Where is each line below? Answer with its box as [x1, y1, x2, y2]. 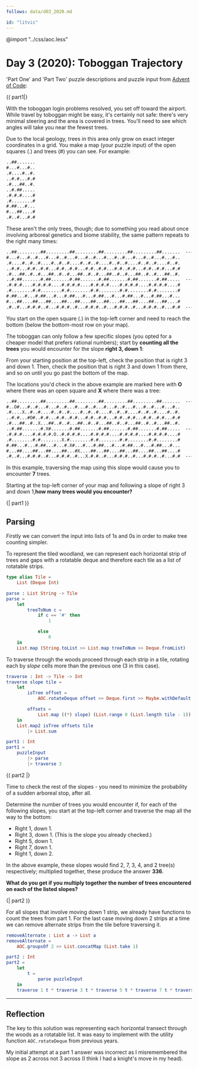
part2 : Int [6, 954, 35, 960]
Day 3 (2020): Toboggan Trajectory [6, 56, 183, 70]
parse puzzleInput [37, 976, 83, 982]
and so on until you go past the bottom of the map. [6, 369, 130, 376]
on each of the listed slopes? [6, 885, 78, 892]
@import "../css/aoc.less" [6, 36, 68, 43]
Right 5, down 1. [14, 837, 54, 844]
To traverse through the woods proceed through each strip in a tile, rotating [6, 656, 190, 663]
